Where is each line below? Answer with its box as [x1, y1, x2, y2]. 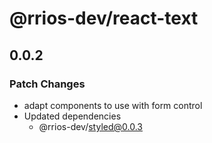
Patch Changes [9, 77, 86, 91]
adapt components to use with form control [23, 99, 203, 111]
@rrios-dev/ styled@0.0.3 [38, 120, 143, 132]
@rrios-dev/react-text [9, 7, 199, 30]
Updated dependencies [23, 110, 122, 122]
